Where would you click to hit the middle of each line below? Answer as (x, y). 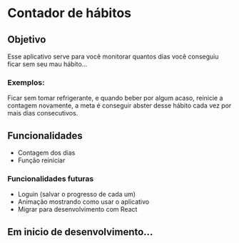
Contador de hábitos (70, 13)
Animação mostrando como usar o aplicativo (83, 202)
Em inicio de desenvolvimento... (80, 232)
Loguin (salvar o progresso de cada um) (77, 195)
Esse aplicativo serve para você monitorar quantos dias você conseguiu (113, 56)
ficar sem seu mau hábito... (47, 64)
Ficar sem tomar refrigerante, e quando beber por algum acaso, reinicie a (115, 98)
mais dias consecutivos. (43, 113)
